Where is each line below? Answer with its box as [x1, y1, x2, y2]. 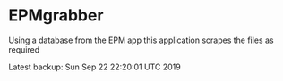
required [8, 44, 40, 54]
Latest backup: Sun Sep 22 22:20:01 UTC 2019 [8, 61, 181, 72]
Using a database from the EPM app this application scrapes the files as [8, 35, 274, 45]
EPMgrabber [8, 5, 104, 26]
